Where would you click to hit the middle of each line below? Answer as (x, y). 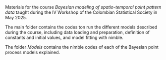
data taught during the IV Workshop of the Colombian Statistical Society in (81, 12)
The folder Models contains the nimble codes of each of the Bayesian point (82, 47)
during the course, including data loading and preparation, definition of (78, 32)
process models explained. (33, 52)
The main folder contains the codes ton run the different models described (81, 27)
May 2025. (16, 17)
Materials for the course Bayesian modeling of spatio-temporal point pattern (83, 7)
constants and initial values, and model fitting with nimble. (64, 37)
